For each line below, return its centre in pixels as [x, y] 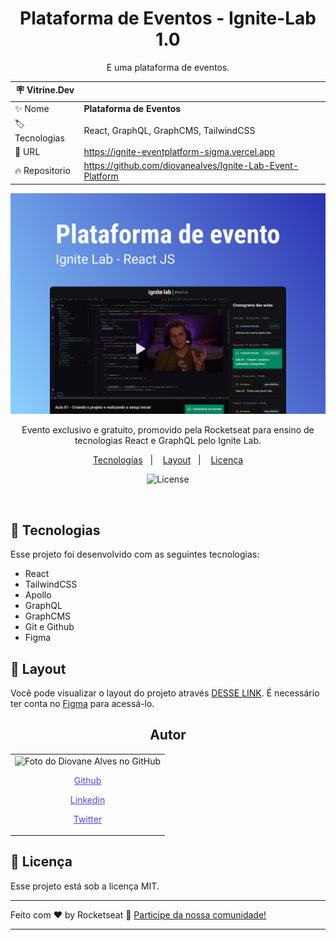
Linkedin [87, 799]
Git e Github [49, 627]
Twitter [88, 819]
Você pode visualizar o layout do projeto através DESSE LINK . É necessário [165, 693]
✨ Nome [32, 108]
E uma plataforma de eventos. [168, 67]
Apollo [38, 595]
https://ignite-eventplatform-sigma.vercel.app [179, 152]
